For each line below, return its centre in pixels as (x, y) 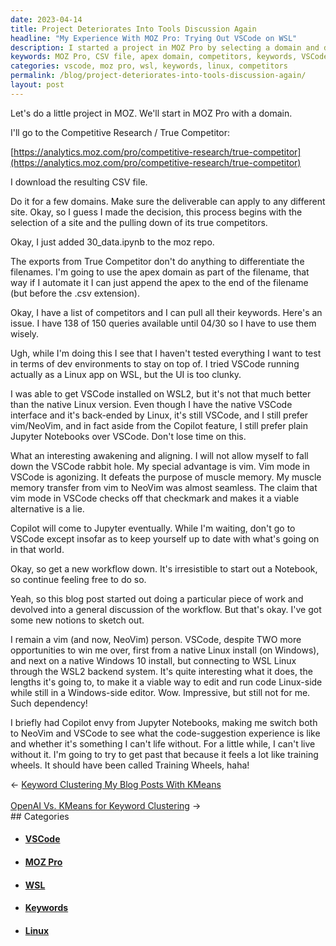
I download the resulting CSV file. (79, 182)
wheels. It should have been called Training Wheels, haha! (130, 765)
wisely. (25, 333)
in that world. (37, 549)
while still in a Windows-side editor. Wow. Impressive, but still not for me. (160, 692)
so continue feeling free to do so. (78, 579)
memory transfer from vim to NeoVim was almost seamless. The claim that (164, 487)
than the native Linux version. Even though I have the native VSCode (151, 404)
